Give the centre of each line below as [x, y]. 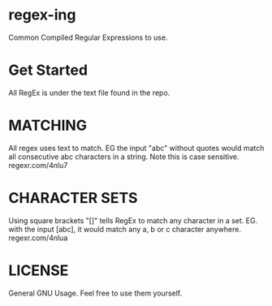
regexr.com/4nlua [38, 238]
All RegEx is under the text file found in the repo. [89, 93]
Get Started [48, 70]
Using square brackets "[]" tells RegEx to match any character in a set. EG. [133, 220]
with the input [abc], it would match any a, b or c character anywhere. [125, 229]
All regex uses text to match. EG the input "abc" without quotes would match [136, 148]
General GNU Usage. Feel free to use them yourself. [95, 293]
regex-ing [42, 15]
